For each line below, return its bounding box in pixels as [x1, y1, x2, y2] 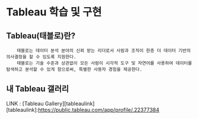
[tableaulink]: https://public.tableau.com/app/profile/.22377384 [6, 106, 159, 113]
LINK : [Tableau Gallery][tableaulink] [6, 100, 95, 107]
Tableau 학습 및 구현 [6, 5, 102, 19]
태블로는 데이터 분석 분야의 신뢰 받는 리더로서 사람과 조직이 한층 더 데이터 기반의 [17, 48, 191, 54]
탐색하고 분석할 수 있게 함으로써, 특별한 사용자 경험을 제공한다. [6, 67, 142, 72]
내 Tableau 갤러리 [6, 84, 69, 94]
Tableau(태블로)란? [6, 31, 76, 41]
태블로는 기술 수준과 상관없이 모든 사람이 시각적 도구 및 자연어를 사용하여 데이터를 [17, 60, 193, 66]
